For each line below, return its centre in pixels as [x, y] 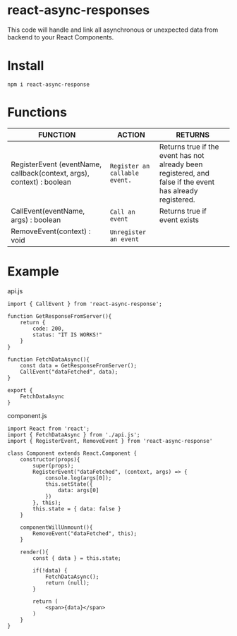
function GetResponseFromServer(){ [60, 316]
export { [20, 390]
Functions [37, 112]
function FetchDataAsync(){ [49, 359]
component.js [27, 415]
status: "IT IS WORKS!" [67, 335]
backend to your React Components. [61, 37]
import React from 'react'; [49, 429]
